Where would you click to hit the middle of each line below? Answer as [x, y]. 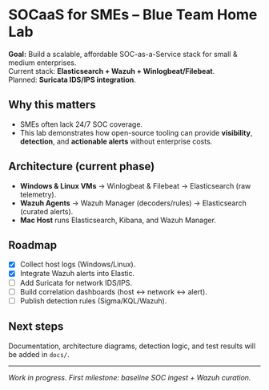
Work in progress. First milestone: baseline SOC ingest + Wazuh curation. [130, 377]
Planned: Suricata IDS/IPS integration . [72, 79]
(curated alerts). [46, 211]
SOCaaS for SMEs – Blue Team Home [133, 15]
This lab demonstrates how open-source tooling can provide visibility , [136, 132]
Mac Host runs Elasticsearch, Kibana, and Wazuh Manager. [118, 220]
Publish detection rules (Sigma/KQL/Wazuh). [93, 301]
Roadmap [33, 245]
